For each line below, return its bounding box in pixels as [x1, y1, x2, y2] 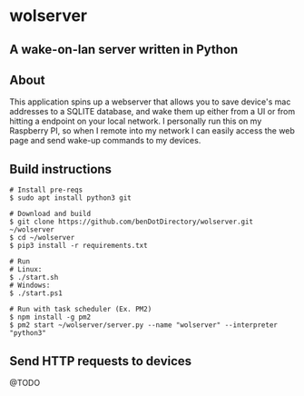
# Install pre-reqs [9, 185, 83, 195]
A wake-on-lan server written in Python [9, 42, 239, 57]
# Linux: [9, 265, 43, 274]
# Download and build [9, 210, 92, 219]
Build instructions [9, 161, 112, 177]
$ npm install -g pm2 [9, 312, 92, 322]
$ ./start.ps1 [9, 289, 64, 298]
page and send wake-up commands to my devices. [9, 135, 201, 146]
